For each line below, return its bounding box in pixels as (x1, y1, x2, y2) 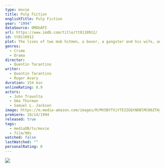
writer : (5, 67, 21, 72)
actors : (5, 89, 21, 94)
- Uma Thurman (9, 99, 38, 104)
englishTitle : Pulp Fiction (5, 16, 63, 21)
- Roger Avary (9, 76, 38, 81)
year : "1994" (5, 21, 32, 26)
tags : (5, 121, 16, 126)
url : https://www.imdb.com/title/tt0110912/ (5, 30, 98, 35)
